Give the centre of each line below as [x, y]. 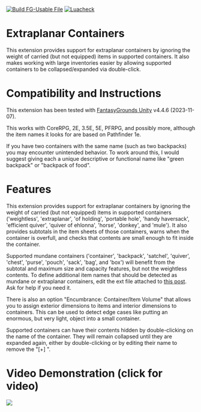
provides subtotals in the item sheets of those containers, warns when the [98, 231]
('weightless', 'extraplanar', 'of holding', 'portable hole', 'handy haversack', [98, 218]
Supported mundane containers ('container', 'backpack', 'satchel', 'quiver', [98, 255]
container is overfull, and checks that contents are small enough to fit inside [100, 237]
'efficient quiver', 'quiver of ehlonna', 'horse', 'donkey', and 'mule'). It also [97, 225]
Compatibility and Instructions [84, 94]
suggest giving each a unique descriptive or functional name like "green [95, 158]
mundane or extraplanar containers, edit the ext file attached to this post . [97, 281]
